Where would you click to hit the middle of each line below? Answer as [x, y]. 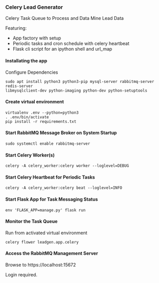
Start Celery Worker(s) [30, 155]
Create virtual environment [35, 102]
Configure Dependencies [32, 72]
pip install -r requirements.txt [41, 121]
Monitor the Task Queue [31, 222]
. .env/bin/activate [27, 117]
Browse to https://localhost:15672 [41, 265]
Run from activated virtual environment [47, 233]
